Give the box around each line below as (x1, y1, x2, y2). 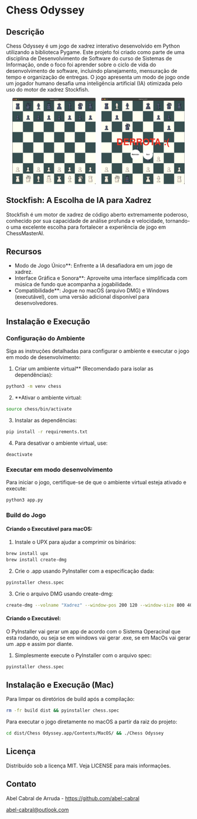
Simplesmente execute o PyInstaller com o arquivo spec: (14, 652, 152, 659)
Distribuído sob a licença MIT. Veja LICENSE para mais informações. (6, 762, 171, 769)
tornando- (165, 217, 191, 224)
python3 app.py (6, 497, 43, 503)
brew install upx (6, 550, 49, 556)
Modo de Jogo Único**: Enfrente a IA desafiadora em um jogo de (14, 262, 173, 269)
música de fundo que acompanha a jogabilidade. (14, 281, 133, 288)
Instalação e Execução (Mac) (6, 680, 114, 690)
